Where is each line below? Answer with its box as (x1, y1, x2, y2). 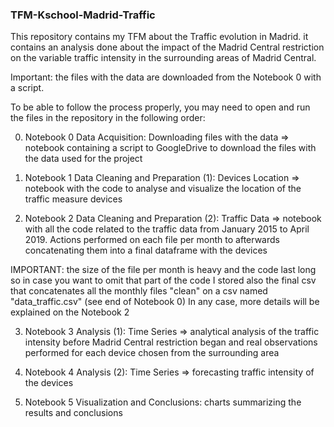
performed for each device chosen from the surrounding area (24, 347, 280, 359)
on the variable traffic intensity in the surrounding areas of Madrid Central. (10, 52, 317, 64)
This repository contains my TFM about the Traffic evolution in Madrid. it (10, 31, 309, 43)
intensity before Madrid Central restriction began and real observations (24, 336, 318, 348)
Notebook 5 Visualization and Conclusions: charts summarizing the (24, 396, 302, 408)
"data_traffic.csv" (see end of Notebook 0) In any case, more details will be (10, 296, 320, 308)
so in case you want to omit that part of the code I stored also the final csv (10, 274, 317, 287)
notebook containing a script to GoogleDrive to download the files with (24, 142, 317, 154)
